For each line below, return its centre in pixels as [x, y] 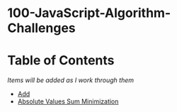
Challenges [41, 28]
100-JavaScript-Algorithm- [89, 13]
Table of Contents [61, 61]
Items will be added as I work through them [71, 80]
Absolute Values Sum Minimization [68, 101]
